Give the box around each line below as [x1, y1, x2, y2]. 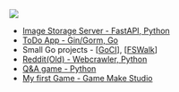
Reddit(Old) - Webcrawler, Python [21, 54, 148, 64]
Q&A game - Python [21, 63, 97, 74]
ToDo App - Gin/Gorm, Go [21, 35, 119, 46]
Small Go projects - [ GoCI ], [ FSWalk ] [21, 45, 158, 54]
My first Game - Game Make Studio [21, 73, 153, 83]
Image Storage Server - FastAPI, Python [21, 26, 170, 36]
